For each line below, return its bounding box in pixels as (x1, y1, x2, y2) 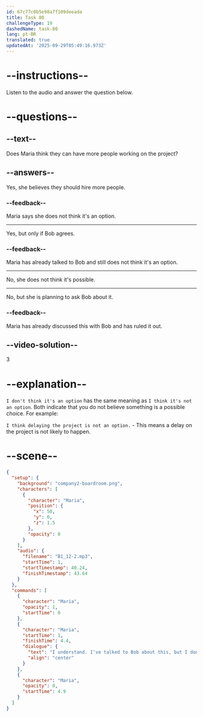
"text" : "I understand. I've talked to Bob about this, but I (28, 649, 188, 655)
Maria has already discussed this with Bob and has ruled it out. (6, 322, 163, 330)
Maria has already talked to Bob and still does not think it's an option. (6, 258, 178, 266)
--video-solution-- (6, 339, 78, 350)
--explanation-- (6, 377, 87, 391)
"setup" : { (11, 475, 39, 481)
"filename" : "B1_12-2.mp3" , (22, 554, 94, 560)
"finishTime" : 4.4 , (22, 638, 71, 644)
